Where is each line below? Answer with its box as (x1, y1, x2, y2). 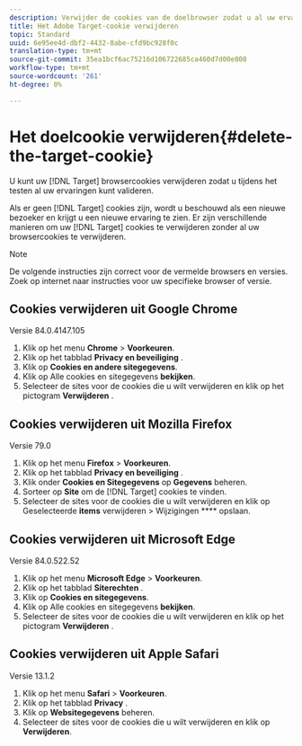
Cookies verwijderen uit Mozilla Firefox (9, 416, 233, 431)
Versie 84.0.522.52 (9, 555, 80, 566)
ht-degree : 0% (9, 80, 63, 89)
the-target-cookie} (9, 146, 155, 166)
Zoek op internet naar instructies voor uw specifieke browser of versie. (9, 275, 272, 286)
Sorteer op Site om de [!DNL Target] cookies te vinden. (22, 486, 227, 497)
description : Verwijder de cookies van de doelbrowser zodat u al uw (9, 13, 276, 22)
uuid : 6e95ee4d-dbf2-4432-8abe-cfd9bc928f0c (9, 38, 179, 48)
